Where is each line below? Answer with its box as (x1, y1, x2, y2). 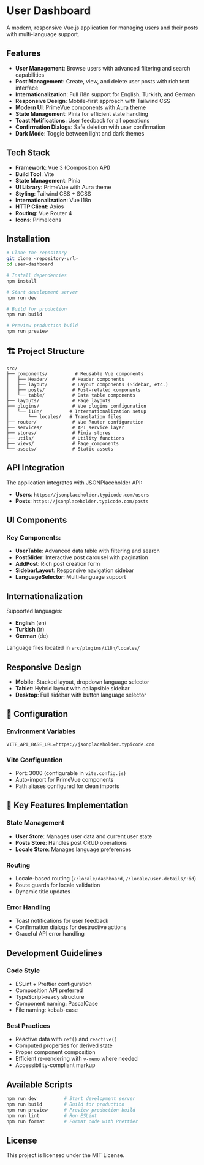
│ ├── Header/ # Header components (6, 376, 124, 382)
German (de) (15, 632, 48, 640)
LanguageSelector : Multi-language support (15, 573, 126, 581)
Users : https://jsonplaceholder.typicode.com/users (15, 491, 149, 498)
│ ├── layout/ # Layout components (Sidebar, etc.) (6, 381, 168, 388)
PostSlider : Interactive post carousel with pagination (15, 554, 148, 561)
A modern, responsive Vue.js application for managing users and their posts (6, 24, 198, 31)
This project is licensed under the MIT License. (6, 1152, 125, 1159)
